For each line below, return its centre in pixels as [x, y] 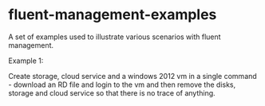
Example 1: [26, 61]
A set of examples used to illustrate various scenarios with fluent [115, 37]
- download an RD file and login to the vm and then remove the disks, [122, 84]
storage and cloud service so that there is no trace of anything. [112, 92]
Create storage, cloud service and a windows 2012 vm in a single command [132, 76]
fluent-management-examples [113, 15]
